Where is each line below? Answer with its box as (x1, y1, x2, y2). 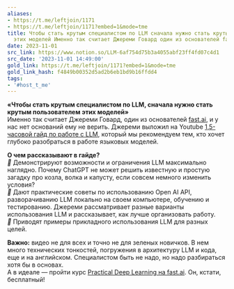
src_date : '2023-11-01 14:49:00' (7, 56, 104, 63)
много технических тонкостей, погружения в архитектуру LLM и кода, (7, 246, 217, 254)
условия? (7, 180, 36, 189)
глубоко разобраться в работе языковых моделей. (7, 137, 159, 146)
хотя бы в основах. (7, 260, 64, 269)
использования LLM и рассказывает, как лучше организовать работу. (7, 210, 216, 219)
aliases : (7, 10, 33, 17)
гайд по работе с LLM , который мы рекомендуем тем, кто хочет (33, 130, 225, 139)
